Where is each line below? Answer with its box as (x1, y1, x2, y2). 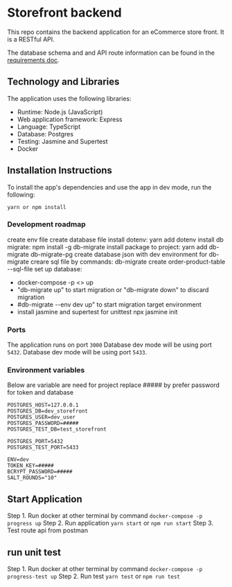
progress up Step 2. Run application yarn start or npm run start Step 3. (7, 519, 213, 527)
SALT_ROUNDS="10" (7, 474, 57, 482)
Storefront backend (7, 5, 123, 21)
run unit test (7, 546, 61, 558)
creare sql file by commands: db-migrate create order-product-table (30, 258, 226, 266)
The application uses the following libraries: (7, 94, 132, 102)
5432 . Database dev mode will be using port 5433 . (7, 348, 148, 356)
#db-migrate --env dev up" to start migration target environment (17, 300, 202, 309)
